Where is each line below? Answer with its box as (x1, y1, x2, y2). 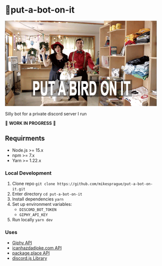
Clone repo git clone (12, 181, 55, 186)
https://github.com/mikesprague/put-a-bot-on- (57, 182, 153, 186)
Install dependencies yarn (12, 196, 64, 202)
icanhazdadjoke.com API (12, 245, 62, 251)
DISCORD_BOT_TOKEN (19, 207, 57, 213)
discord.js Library (12, 255, 48, 261)
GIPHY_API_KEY (19, 213, 48, 217)
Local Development (5, 169, 52, 176)
